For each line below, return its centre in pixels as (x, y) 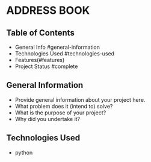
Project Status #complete (46, 66)
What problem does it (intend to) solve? (64, 106)
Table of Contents (41, 33)
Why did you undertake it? (48, 119)
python (24, 152)
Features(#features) (40, 60)
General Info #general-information (57, 47)
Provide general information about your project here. (80, 99)
